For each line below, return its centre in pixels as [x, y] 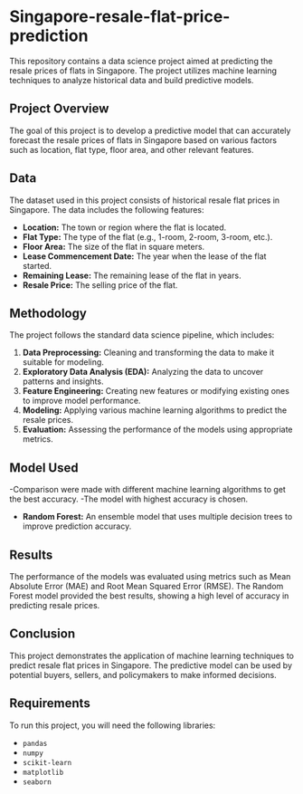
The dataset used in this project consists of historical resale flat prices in [145, 200]
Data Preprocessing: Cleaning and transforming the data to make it [148, 353]
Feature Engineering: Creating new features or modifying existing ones [156, 391]
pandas [35, 743]
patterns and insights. [63, 381]
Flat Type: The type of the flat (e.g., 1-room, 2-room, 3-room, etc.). [147, 236]
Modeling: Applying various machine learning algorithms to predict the [155, 410]
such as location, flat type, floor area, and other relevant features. [132, 149]
